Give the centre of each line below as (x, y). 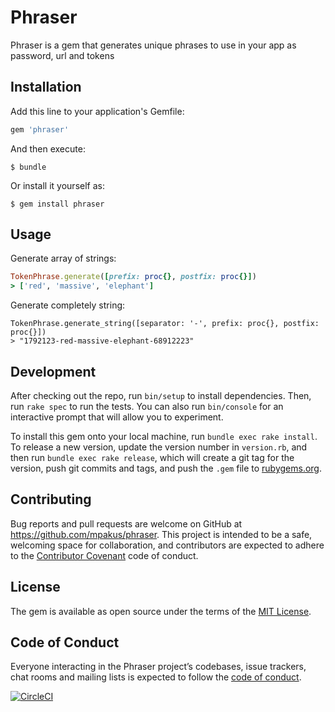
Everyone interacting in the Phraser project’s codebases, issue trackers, (158, 667)
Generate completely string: (68, 305)
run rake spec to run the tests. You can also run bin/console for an (147, 406)
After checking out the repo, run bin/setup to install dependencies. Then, (161, 395)
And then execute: (48, 148)
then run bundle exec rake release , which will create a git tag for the (152, 457)
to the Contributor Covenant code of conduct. (104, 555)
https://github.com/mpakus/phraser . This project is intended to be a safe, (161, 534)
